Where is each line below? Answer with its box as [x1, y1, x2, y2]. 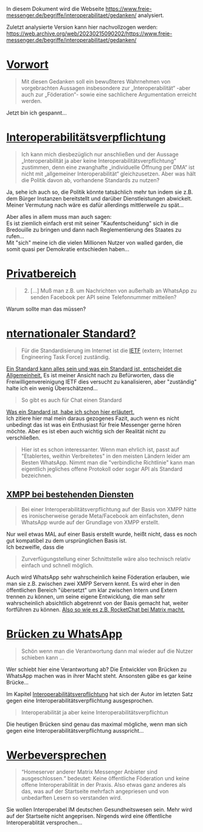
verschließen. [6, 434, 41, 441]
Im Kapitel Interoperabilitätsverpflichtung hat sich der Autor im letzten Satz [6, 690, 193, 697]
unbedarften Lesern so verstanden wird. [21, 794, 123, 802]
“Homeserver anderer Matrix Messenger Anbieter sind [21, 768, 158, 776]
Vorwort [6, 58, 49, 72]
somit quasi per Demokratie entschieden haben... [6, 245, 129, 252]
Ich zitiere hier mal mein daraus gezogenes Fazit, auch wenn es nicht [6, 414, 179, 422]
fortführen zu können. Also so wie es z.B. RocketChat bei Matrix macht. [6, 606, 185, 613]
